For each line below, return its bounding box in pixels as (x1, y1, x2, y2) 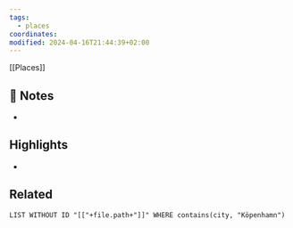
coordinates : (9, 29, 58, 38)
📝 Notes (9, 88, 54, 103)
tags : (9, 12, 29, 22)
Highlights (9, 137, 69, 152)
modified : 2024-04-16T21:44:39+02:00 (9, 37, 150, 47)
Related (9, 187, 54, 202)
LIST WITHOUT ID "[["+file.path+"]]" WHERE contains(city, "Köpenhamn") (9, 210, 286, 219)
